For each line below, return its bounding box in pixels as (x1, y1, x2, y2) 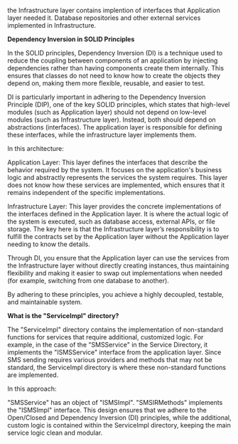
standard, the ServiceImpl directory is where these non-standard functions (7, 363, 226, 371)
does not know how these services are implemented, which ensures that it (7, 181, 225, 189)
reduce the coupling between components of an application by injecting (7, 56, 218, 65)
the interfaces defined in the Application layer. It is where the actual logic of (7, 210, 229, 218)
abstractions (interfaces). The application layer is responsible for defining (7, 123, 222, 131)
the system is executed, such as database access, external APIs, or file (7, 217, 215, 226)
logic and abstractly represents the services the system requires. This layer (7, 174, 228, 181)
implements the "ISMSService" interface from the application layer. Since (7, 348, 222, 356)
